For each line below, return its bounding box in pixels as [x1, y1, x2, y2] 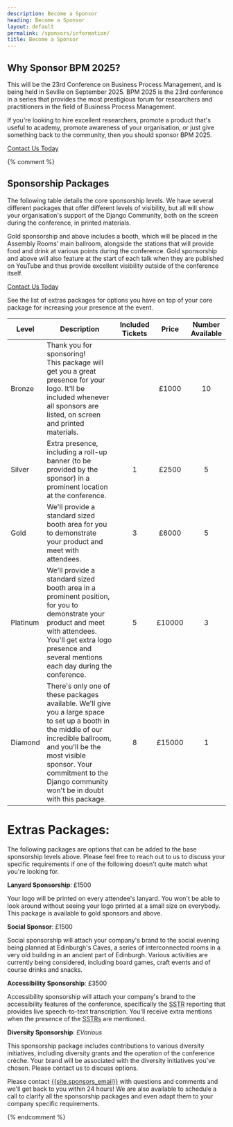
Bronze [10, 383, 35, 393]
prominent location [46, 481, 108, 491]
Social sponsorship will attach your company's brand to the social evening [7, 936, 220, 944]
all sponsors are [46, 401, 99, 410]
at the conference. [46, 490, 107, 500]
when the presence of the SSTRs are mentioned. [7, 1014, 146, 1023]
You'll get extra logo [46, 634, 112, 644]
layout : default [7, 23, 54, 30]
